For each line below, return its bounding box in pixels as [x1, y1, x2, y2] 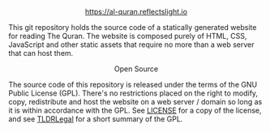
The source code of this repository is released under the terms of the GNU [8, 80, 258, 89]
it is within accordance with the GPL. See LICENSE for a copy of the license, [8, 105, 262, 115]
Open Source [114, 64, 159, 74]
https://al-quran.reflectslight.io [84, 7, 188, 16]
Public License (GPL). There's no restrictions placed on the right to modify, [8, 88, 258, 98]
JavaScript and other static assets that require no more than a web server [8, 40, 255, 49]
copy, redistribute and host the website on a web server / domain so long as [8, 97, 263, 106]
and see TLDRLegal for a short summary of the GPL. [8, 114, 183, 124]
